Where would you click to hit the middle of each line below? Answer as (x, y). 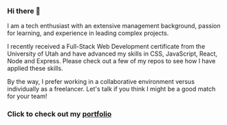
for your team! (27, 96)
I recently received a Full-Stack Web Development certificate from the (106, 47)
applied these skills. (35, 69)
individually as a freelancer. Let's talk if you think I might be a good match (111, 89)
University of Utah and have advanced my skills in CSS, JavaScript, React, (112, 54)
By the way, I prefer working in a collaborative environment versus (101, 82)
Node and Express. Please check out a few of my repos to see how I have (111, 61)
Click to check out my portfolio (60, 114)
